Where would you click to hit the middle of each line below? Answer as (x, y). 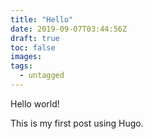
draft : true (35, 38)
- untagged (42, 76)
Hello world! (35, 103)
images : (26, 57)
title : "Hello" (42, 19)
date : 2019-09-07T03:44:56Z (69, 29)
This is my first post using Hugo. (77, 123)
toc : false (33, 47)
